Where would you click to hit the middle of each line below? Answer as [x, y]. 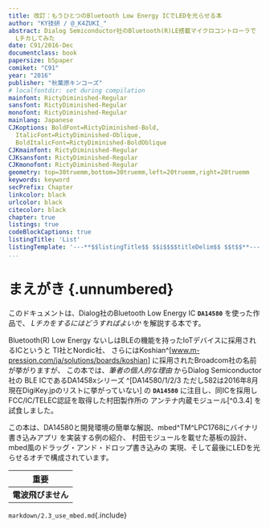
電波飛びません [41, 494]
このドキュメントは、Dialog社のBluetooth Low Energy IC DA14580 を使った [131, 313]
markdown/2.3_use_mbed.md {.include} [67, 515]
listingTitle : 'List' [45, 240]
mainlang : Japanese [41, 120]
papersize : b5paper [41, 61]
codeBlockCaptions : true [50, 232]
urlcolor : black [35, 202]
